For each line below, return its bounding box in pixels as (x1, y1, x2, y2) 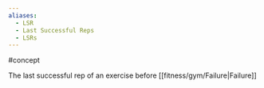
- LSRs (15, 33, 37, 42)
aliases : (8, 11, 37, 20)
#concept (8, 55, 40, 65)
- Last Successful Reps (15, 26, 94, 34)
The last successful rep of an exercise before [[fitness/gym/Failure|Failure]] (8, 71, 257, 80)
